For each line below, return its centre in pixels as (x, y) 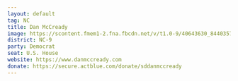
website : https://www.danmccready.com (64, 60)
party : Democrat (31, 46)
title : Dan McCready (38, 27)
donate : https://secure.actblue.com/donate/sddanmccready (95, 66)
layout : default (31, 14)
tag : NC (19, 20)
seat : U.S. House (33, 54)
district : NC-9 (30, 40)
